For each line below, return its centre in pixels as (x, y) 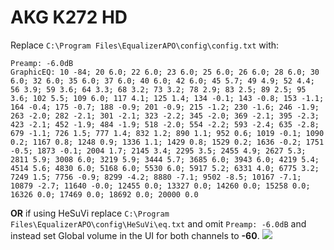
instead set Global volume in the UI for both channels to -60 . (135, 235)
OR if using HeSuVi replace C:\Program (90, 213)
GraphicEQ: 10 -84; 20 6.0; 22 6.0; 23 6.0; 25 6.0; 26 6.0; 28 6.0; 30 (165, 72)
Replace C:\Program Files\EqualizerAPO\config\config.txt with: (145, 45)
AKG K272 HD (69, 17)
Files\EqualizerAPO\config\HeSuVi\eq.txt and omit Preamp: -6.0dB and (158, 223)
